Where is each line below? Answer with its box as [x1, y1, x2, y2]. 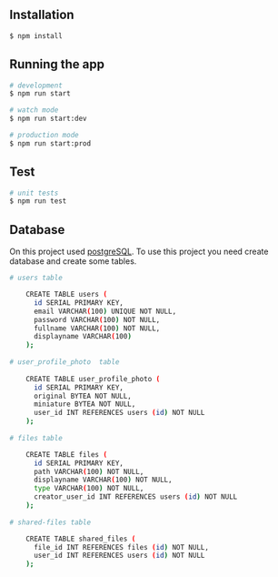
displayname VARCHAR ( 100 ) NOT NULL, [33, 475, 173, 485]
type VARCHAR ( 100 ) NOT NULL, [33, 484, 144, 493]
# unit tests [9, 188, 59, 197]
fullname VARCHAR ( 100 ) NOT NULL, [33, 323, 161, 333]
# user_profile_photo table [9, 358, 120, 367]
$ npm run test [9, 197, 67, 206]
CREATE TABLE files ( [25, 450, 107, 459]
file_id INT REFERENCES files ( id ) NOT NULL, [33, 542, 209, 552]
